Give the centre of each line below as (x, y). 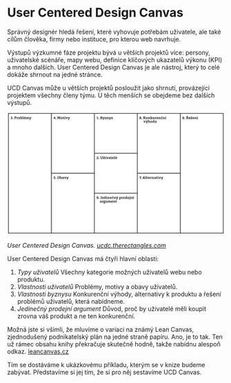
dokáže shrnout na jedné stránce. (55, 75)
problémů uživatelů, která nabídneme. (71, 302)
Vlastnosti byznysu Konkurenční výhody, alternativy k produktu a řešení (119, 294)
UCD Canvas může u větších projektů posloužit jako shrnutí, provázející (109, 88)
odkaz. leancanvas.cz (38, 352)
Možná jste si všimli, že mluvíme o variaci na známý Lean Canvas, (101, 330)
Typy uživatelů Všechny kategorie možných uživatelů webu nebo (109, 272)
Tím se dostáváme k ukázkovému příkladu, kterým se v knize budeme (106, 365)
